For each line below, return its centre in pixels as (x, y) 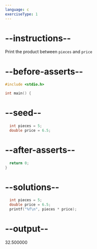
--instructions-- (38, 38)
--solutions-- (32, 187)
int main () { (18, 93)
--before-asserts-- (44, 72)
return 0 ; (19, 163)
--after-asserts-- (40, 150)
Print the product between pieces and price (49, 52)
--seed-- (23, 113)
